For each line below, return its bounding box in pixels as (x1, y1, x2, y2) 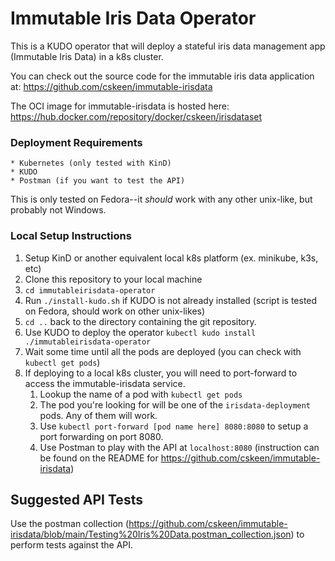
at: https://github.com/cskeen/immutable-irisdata (10, 80, 213, 92)
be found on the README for (39, 452, 159, 464)
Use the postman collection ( (10, 518, 130, 530)
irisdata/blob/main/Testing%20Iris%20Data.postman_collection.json (10, 528, 292, 541)
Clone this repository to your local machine (24, 273, 203, 285)
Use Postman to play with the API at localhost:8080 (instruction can (39, 441, 320, 453)
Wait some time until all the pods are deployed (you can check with (24, 345, 302, 357)
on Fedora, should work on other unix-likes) (24, 305, 206, 317)
